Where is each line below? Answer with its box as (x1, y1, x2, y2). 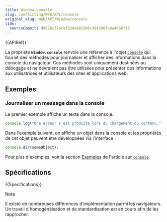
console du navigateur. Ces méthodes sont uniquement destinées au (5, 60, 146, 66)
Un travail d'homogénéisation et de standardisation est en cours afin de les (5, 206, 159, 212)
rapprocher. (5, 212, 29, 218)
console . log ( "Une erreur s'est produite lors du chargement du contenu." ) (5, 121, 164, 126)
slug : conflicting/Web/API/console (5, 12, 79, 17)
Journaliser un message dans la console (5, 100, 105, 107)
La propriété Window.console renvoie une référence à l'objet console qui (5, 49, 151, 55)
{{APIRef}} (5, 39, 27, 45)
